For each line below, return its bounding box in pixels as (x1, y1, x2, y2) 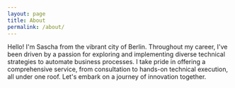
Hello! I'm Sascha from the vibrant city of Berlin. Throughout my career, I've (7, 43, 228, 51)
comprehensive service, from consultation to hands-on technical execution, (7, 65, 229, 74)
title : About (7, 17, 46, 24)
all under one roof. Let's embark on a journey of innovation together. (7, 73, 207, 81)
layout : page (7, 10, 46, 18)
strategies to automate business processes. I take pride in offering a (7, 58, 206, 66)
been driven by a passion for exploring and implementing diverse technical (7, 50, 225, 58)
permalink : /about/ (7, 23, 65, 30)
